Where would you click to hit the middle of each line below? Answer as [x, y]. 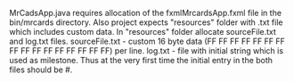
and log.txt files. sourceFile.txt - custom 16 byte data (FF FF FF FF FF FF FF [147, 41]
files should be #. [41, 70]
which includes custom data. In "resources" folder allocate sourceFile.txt [143, 32]
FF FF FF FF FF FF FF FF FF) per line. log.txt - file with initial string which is [146, 51]
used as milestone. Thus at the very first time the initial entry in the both [141, 60]
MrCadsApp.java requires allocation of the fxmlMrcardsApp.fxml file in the [146, 13]
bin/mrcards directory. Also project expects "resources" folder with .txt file [146, 22]
